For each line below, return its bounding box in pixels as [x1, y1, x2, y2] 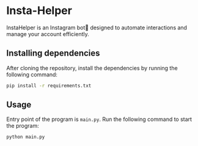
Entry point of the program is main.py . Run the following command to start [6, 115, 193, 123]
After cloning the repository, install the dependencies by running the [6, 64, 178, 71]
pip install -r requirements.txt [6, 82, 92, 89]
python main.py [6, 134, 45, 141]
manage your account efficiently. [6, 30, 90, 37]
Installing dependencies [6, 48, 100, 59]
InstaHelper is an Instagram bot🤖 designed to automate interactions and [6, 24, 188, 31]
